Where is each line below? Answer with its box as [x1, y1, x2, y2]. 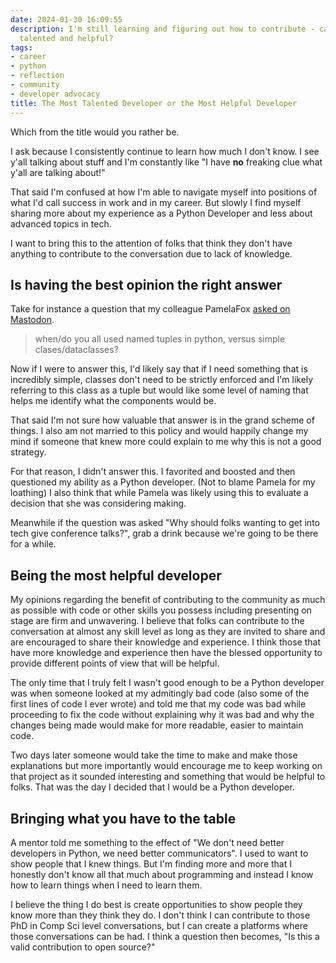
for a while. [10, 538, 57, 550]
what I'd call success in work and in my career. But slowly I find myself [10, 196, 302, 208]
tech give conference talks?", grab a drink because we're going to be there [10, 527, 319, 540]
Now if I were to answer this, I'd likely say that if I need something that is [10, 363, 308, 375]
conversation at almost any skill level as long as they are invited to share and [10, 626, 326, 638]
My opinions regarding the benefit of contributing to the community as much [10, 594, 326, 606]
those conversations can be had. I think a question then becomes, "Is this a [10, 930, 320, 942]
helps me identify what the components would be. [10, 395, 217, 407]
